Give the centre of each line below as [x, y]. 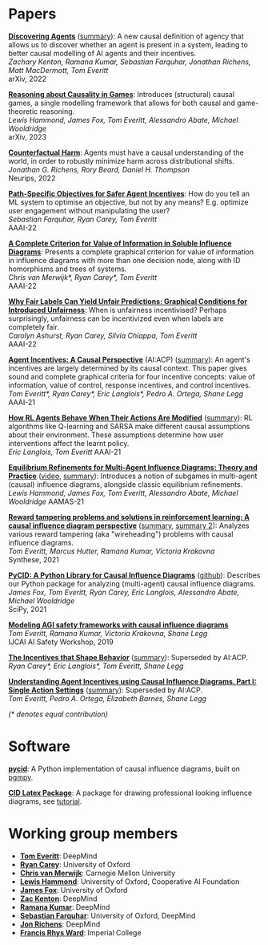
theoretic [23, 111]
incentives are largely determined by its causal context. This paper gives [128, 368]
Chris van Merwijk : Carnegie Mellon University [98, 873]
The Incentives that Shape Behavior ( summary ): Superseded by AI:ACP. [128, 657]
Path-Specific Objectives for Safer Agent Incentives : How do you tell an [129, 193]
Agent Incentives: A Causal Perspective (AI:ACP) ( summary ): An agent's [129, 359]
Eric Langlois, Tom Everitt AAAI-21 [65, 452]
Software [39, 746]
